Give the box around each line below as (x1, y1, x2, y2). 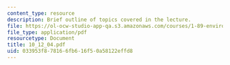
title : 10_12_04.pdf (7, 41, 66, 48)
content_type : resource (7, 9, 75, 17)
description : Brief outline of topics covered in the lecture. (7, 16, 192, 23)
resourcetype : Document (7, 35, 75, 42)
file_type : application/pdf (7, 28, 88, 36)
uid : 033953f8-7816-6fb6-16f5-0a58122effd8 (7, 48, 133, 55)
